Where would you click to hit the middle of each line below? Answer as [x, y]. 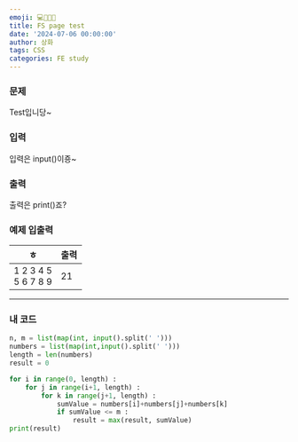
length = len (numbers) [51, 355]
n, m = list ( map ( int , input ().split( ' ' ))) [91, 338]
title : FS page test [47, 26]
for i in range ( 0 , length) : [63, 379]
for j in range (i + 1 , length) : [83, 387]
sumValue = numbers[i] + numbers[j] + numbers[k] [142, 404]
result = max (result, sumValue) [132, 421]
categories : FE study [49, 59]
